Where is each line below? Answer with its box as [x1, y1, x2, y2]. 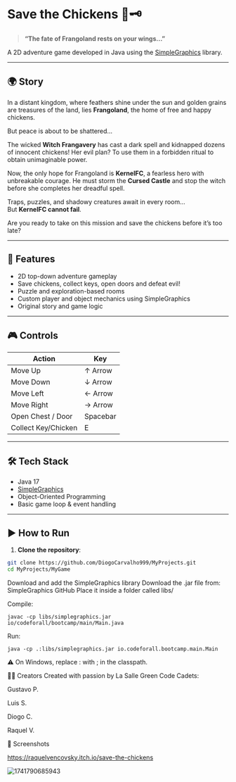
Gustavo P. [7, 685, 39, 693]
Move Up [11, 366, 41, 376]
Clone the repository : [17, 545, 81, 554]
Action [32, 354, 56, 364]
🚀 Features [7, 253, 55, 265]
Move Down [11, 377, 51, 387]
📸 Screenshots [7, 739, 50, 748]
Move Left [11, 389, 44, 398]
